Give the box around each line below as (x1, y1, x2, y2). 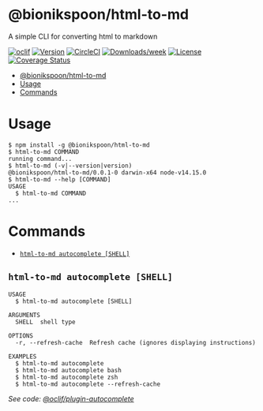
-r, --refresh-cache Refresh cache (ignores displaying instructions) (15, 338, 257, 346)
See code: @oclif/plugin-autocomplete (8, 394, 134, 403)
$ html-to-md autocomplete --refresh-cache (15, 380, 160, 388)
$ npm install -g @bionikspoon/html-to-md (8, 140, 150, 149)
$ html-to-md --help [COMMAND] (8, 175, 111, 183)
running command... (8, 155, 73, 163)
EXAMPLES (8, 353, 37, 361)
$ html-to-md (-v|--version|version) (8, 162, 133, 170)
